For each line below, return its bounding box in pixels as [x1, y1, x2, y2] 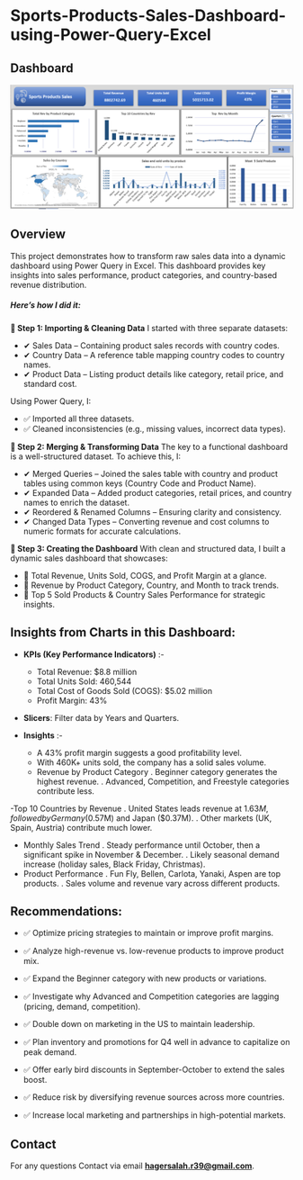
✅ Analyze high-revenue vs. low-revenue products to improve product [22, 946, 284, 957]
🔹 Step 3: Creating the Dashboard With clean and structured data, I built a [10, 543, 286, 554]
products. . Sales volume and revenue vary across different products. [22, 878, 281, 888]
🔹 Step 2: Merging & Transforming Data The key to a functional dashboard [10, 441, 289, 452]
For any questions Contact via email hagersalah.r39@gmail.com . [10, 1160, 255, 1171]
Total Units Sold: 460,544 [36, 676, 132, 687]
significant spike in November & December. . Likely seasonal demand [22, 849, 280, 860]
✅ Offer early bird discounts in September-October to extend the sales [22, 1064, 286, 1076]
